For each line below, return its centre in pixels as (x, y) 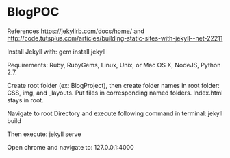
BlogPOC (33, 12)
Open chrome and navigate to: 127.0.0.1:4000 (71, 147)
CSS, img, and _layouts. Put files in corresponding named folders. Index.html (115, 93)
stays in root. (25, 100)
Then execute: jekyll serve (44, 134)
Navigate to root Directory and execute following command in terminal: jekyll (115, 113)
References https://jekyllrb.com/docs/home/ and (76, 31)
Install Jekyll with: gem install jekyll (56, 52)
